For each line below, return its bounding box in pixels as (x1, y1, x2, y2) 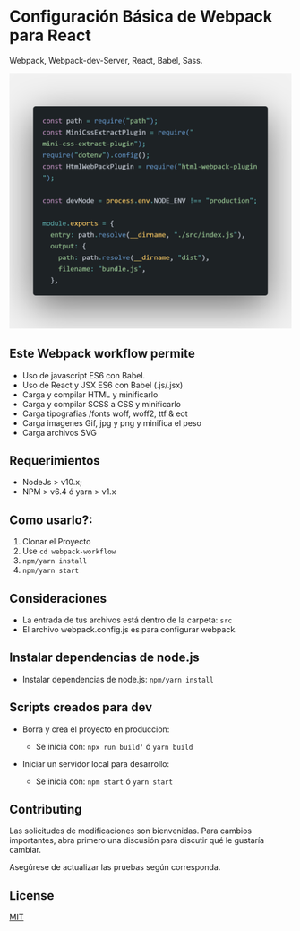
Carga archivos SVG (21, 427, 97, 438)
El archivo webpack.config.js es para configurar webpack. (21, 623, 237, 634)
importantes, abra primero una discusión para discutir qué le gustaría (9, 835, 265, 846)
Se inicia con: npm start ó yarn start (35, 776, 173, 787)
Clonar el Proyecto (21, 536, 91, 547)
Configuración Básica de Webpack (9, 6, 273, 27)
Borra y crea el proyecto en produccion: (21, 724, 170, 735)
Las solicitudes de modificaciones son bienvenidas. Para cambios (9, 825, 253, 836)
